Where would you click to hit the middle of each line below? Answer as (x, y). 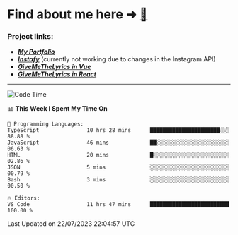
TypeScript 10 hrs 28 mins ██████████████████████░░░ (119, 131)
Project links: (30, 37)
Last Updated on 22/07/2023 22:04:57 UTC (71, 224)
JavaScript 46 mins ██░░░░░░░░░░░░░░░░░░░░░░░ (119, 143)
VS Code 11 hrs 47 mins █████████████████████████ (119, 205)
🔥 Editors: (24, 198)
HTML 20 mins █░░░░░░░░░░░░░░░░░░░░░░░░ (119, 155)
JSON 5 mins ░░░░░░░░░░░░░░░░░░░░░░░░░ (119, 168)
